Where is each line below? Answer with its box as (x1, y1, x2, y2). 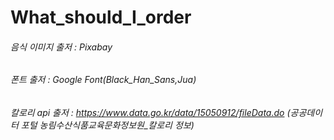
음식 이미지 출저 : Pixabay (10, 41, 113, 53)
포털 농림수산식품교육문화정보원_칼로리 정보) (20, 119, 195, 131)
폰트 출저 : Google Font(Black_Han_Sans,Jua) (10, 74, 197, 86)
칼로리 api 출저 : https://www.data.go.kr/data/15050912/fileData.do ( (10, 107, 291, 118)
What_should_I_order (10, 6, 192, 29)
